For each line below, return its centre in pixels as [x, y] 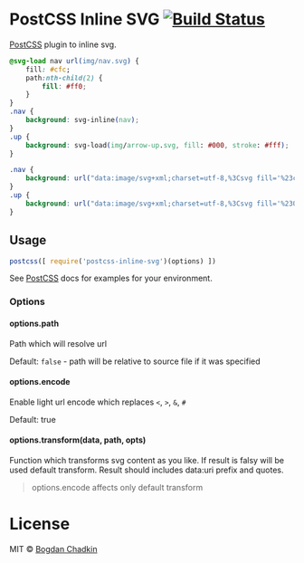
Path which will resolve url [58, 343]
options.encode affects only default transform [117, 487]
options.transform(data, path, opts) [78, 440]
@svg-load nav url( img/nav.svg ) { [75, 61]
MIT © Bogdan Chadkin [53, 549]
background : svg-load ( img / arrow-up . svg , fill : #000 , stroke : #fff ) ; [157, 145]
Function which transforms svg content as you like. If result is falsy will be [147, 460]
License [40, 524]
